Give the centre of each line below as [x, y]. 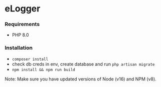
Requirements [22, 24]
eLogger [23, 9]
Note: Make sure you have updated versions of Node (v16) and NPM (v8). [80, 79]
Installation [19, 48]
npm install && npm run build [44, 70]
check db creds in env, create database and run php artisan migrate [83, 64]
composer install [30, 59]
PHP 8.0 [20, 35]
